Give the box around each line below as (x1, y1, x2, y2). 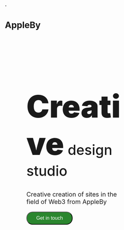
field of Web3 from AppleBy (26, 198, 107, 206)
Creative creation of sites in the (26, 191, 117, 198)
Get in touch (36, 215, 63, 221)
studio (26, 162, 67, 180)
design (67, 141, 113, 158)
